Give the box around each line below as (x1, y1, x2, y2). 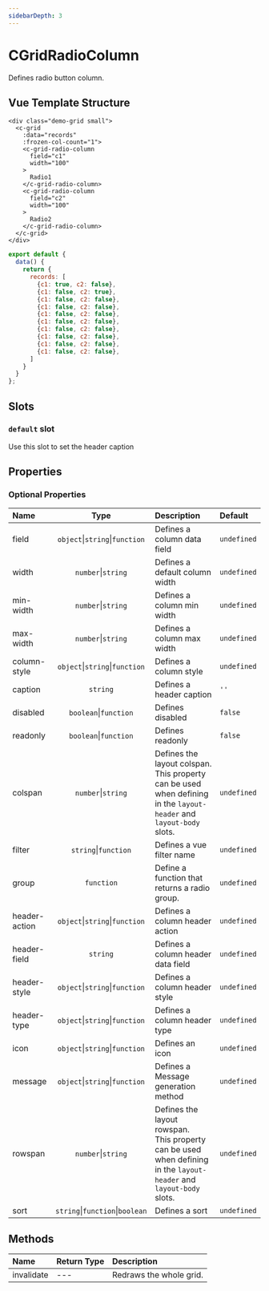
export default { (8, 250, 66, 259)
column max (155, 633, 202, 644)
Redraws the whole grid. (111, 1269, 204, 1281)
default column (155, 566, 212, 577)
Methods (8, 1232, 54, 1245)
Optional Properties (8, 489, 86, 500)
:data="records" (22, 132, 78, 140)
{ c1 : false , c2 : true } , (37, 288, 116, 296)
